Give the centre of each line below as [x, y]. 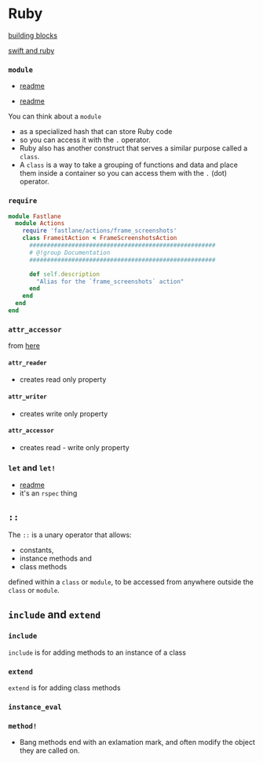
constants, [37, 550]
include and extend [55, 615]
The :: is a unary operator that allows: [70, 535]
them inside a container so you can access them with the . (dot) [123, 173]
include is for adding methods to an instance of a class [97, 652]
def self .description [64, 274]
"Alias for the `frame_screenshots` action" [110, 282]
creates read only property [63, 380]
